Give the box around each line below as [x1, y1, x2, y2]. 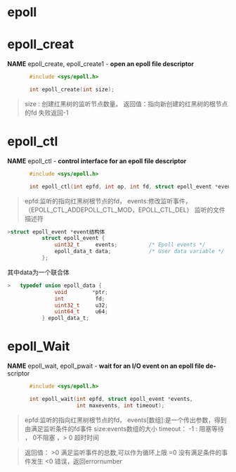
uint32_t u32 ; [54, 302, 109, 309]
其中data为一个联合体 [7, 268, 70, 276]
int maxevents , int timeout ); [76, 402, 165, 409]
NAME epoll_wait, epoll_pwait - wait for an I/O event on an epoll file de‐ [7, 362, 216, 370]
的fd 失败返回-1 [24, 108, 69, 117]
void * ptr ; [54, 288, 109, 295]
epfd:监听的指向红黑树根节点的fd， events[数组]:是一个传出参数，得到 [24, 416, 227, 424]
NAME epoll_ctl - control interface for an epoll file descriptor [7, 156, 187, 165]
